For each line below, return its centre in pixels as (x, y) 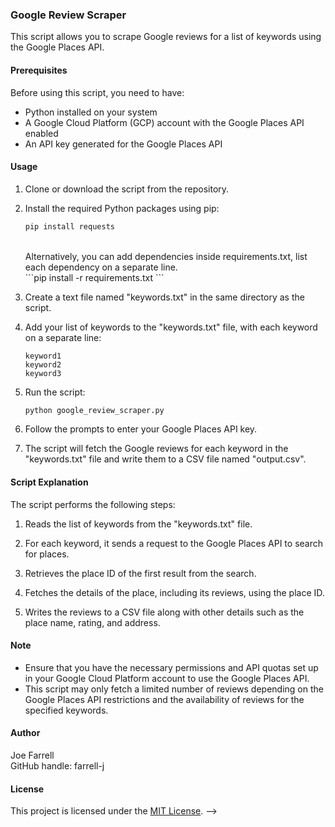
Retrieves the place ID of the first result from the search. (140, 573)
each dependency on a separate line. (101, 267)
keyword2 (43, 364)
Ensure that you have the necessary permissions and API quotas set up (171, 667)
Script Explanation (49, 482)
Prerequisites (39, 70)
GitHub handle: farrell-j (57, 766)
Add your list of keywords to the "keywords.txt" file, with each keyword (171, 327)
